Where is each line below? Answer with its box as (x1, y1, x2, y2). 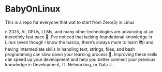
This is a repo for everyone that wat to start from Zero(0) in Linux (5, 19, 134, 25)
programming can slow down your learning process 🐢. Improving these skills (5, 51, 158, 57)
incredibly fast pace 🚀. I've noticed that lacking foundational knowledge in (5, 34, 152, 40)
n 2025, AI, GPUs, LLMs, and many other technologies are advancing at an (5, 29, 154, 34)
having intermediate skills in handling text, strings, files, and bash (5, 46, 135, 52)
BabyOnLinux (5, 3, 60, 14)
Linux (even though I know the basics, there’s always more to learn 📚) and (5, 39, 154, 45)
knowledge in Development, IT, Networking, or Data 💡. (5, 61, 114, 67)
